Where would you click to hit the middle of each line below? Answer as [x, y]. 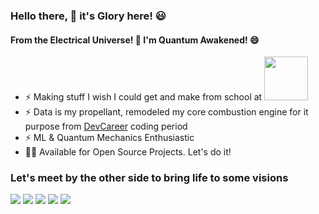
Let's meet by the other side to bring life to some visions [149, 178]
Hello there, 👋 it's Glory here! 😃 [88, 16]
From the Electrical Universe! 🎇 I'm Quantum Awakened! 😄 [135, 40]
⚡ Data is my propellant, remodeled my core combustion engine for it [166, 112]
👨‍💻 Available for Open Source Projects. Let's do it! [128, 152]
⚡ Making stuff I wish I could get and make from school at [143, 97]
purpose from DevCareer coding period [106, 126]
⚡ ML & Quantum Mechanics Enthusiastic [109, 138]
